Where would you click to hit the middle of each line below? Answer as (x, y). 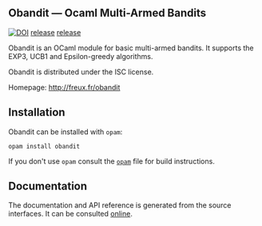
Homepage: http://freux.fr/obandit (64, 87)
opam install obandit (44, 146)
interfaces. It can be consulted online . (71, 214)
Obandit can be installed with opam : (65, 132)
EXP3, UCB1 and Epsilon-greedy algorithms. (81, 56)
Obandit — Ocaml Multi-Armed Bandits (107, 13)
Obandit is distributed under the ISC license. (81, 72)
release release (56, 32)
